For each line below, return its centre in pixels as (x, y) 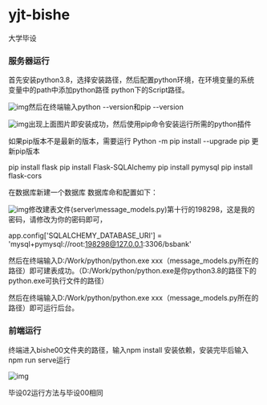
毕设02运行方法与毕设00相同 (56, 392)
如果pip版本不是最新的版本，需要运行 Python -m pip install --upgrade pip (129, 141)
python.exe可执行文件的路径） (59, 281)
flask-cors (25, 176)
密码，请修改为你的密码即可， (57, 219)
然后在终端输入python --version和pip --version (106, 107)
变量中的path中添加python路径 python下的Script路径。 (99, 90)
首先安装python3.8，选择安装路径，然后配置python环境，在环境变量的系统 (131, 80)
